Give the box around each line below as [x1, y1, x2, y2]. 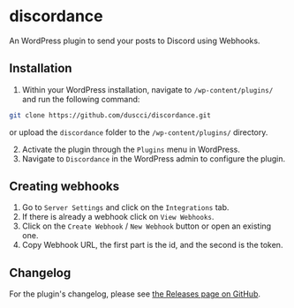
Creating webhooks [9, 179, 120, 194]
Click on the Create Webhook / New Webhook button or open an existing [21, 221, 272, 231]
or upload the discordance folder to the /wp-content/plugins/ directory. [9, 126, 268, 138]
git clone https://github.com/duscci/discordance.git [9, 110, 212, 120]
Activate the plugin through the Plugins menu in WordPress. [21, 144, 240, 154]
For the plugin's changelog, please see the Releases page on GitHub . [9, 289, 260, 299]
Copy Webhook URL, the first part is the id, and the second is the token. [21, 240, 283, 251]
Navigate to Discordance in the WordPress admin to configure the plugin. [21, 153, 286, 164]
